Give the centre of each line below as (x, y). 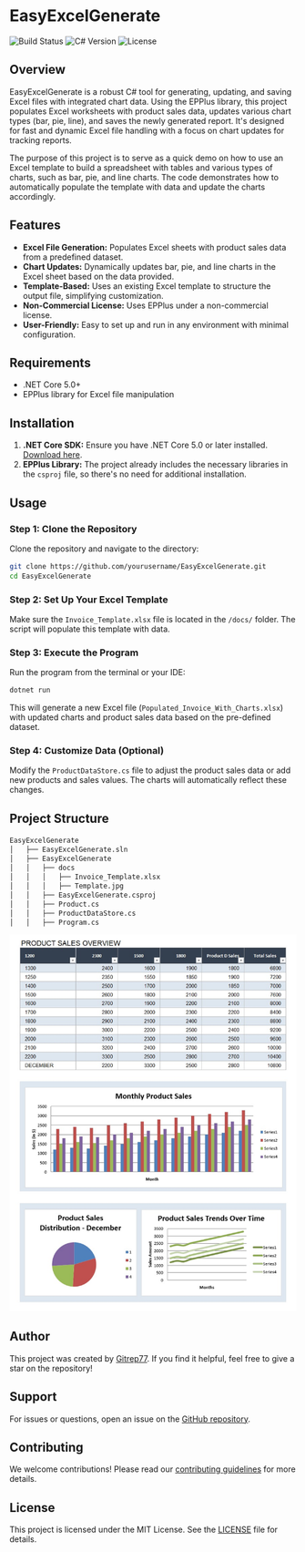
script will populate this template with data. (90, 629)
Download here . (52, 455)
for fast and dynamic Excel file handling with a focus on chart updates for (147, 130)
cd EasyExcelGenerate (51, 576)
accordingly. (33, 196)
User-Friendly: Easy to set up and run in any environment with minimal (156, 324)
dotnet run (30, 690)
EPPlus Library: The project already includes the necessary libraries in (155, 465)
